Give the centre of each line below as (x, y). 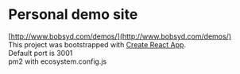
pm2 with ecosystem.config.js (58, 61)
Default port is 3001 (41, 53)
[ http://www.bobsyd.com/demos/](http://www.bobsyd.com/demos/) (120, 36)
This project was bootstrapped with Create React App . (97, 44)
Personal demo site (73, 15)
